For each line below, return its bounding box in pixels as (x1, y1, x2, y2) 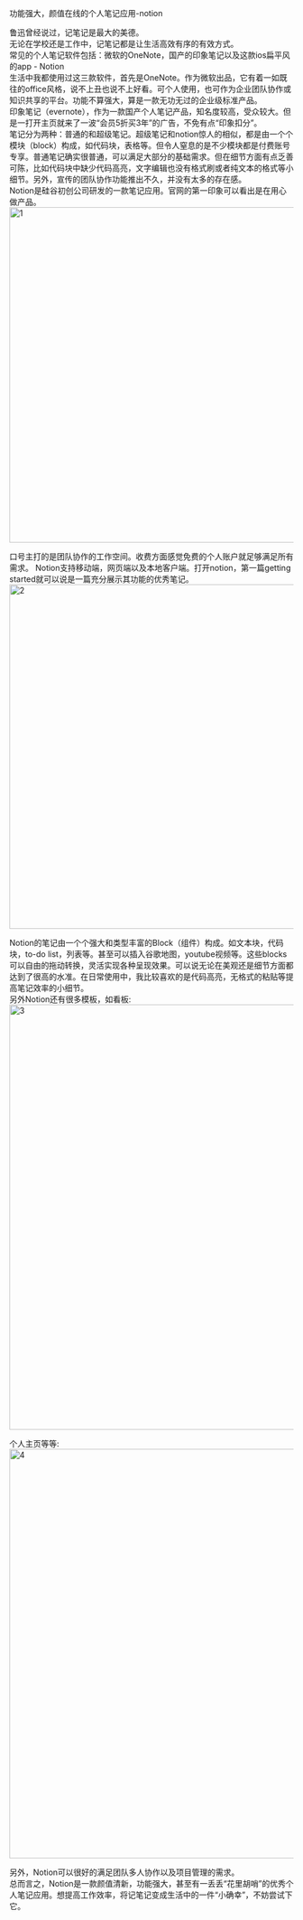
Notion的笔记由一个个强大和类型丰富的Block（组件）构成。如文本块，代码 (9, 938, 284, 948)
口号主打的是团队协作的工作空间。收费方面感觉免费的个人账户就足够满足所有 (9, 551, 294, 562)
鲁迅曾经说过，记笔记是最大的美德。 (9, 27, 144, 38)
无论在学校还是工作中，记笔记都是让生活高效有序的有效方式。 (9, 39, 239, 49)
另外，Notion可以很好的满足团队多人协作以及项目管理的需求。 (9, 1867, 240, 1878)
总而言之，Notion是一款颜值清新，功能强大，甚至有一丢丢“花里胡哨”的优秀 (9, 1878, 286, 1888)
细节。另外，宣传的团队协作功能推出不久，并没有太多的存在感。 (9, 174, 246, 184)
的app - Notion (9, 61, 65, 71)
